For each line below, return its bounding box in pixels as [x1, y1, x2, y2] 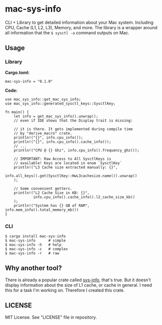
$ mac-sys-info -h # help [5, 242, 62, 247]
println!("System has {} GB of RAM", [14, 203, 90, 208]
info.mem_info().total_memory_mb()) [5, 207, 79, 212]
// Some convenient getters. [14, 186, 73, 191]
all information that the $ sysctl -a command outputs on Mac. [5, 30, 130, 35]
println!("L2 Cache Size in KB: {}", [14, 190, 90, 195]
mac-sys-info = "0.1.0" [5, 79, 53, 84]
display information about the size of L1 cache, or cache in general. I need [5, 282, 152, 288]
